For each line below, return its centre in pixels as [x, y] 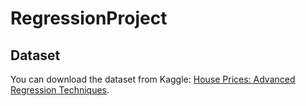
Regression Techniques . [60, 90]
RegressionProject [89, 18]
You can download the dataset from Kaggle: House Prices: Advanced [153, 79]
